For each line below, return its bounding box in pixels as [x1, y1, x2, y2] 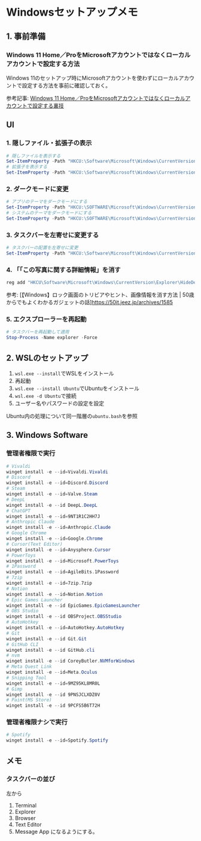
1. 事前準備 [6, 31, 46, 41]
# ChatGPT [6, 507, 31, 514]
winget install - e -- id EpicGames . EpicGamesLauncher [6, 603, 141, 609]
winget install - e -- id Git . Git [6, 636, 87, 642]
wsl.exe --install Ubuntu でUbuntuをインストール [14, 385, 139, 392]
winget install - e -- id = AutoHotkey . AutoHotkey [6, 625, 124, 631]
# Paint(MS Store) [6, 697, 52, 703]
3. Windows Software [6, 430, 89, 440]
